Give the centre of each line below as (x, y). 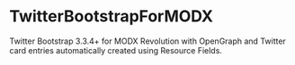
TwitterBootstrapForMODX (112, 16)
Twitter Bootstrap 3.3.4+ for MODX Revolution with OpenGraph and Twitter (147, 41)
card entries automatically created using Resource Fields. (116, 50)
